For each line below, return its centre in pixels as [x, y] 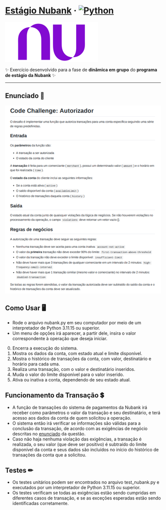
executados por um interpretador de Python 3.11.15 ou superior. [76, 488]
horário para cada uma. [36, 364]
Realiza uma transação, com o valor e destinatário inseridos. [74, 369]
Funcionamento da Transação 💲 [55, 396]
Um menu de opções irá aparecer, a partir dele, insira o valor [74, 333]
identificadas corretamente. [41, 504]
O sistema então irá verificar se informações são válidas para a [76, 423]
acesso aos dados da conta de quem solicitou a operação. [72, 418]
